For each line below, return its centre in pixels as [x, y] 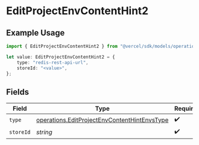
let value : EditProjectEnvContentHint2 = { [61, 57]
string [44, 132]
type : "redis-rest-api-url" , [53, 62]
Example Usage [36, 33]
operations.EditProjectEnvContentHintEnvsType [102, 120]
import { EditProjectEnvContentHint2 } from [62, 46]
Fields [18, 92]
